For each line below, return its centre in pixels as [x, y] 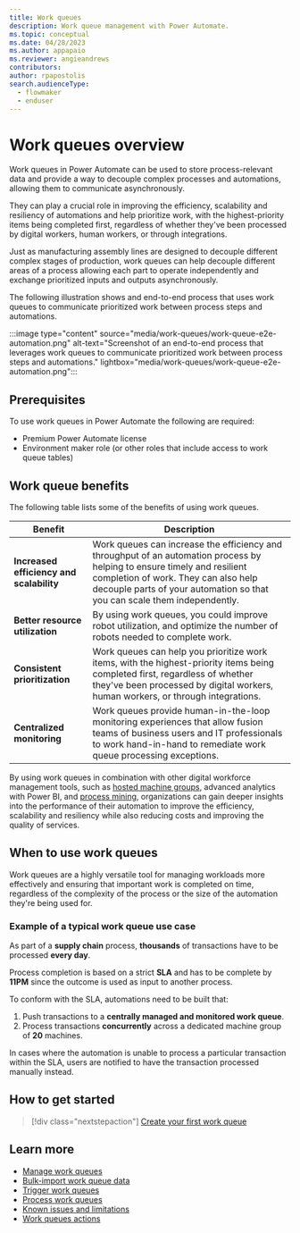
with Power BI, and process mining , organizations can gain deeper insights [146, 796]
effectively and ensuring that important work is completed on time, [132, 884]
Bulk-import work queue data [76, 1180]
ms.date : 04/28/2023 [48, 42]
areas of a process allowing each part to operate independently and [134, 271]
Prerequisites [47, 400]
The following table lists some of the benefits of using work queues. [134, 507]
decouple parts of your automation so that [181, 589]
